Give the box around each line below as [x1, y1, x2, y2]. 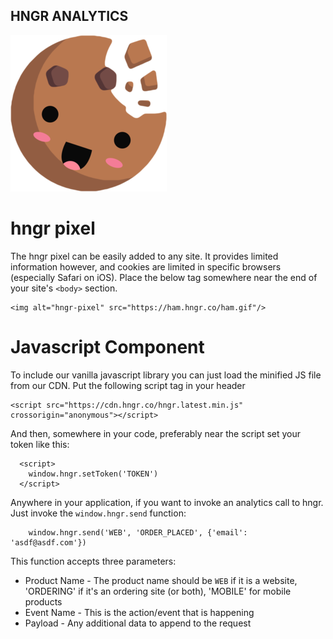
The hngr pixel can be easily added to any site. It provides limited [10, 250, 279, 262]
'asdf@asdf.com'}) [10, 537, 87, 548]
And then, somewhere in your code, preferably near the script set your [10, 427, 302, 439]
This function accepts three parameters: [10, 555, 177, 567]
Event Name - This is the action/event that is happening [24, 606, 255, 618]
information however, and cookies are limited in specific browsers [10, 260, 282, 273]
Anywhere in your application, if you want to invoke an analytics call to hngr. [10, 496, 324, 508]
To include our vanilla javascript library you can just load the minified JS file [10, 369, 322, 381]
